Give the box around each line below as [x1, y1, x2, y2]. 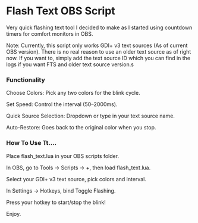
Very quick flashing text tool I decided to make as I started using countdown [6, 24, 193, 31]
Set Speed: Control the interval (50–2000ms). [6, 101, 118, 108]
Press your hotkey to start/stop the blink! [6, 199, 106, 206]
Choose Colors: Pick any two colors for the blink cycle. [6, 89, 141, 97]
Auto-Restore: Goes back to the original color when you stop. [6, 124, 156, 131]
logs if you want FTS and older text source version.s [6, 61, 134, 68]
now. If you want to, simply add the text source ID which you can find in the [6, 54, 191, 61]
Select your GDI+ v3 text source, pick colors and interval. [6, 175, 147, 182]
